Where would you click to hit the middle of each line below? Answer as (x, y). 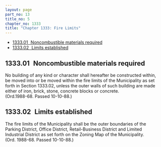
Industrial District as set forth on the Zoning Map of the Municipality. (75, 134)
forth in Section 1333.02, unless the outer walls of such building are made (80, 85)
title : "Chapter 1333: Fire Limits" (43, 28)
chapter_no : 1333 (23, 24)
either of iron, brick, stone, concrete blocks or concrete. (62, 91)
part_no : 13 (17, 14)
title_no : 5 (17, 19)
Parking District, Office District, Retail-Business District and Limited (74, 129)
